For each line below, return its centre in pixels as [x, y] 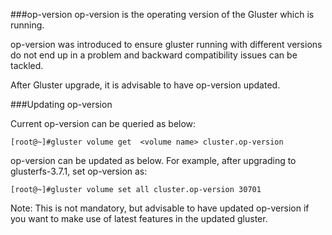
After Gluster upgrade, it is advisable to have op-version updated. [145, 85]
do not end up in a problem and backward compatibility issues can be [154, 55]
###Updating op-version [61, 104]
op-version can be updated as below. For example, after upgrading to [153, 160]
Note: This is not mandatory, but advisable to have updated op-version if [160, 208]
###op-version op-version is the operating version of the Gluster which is [162, 14]
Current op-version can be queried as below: [103, 123]
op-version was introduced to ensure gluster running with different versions [166, 44]
